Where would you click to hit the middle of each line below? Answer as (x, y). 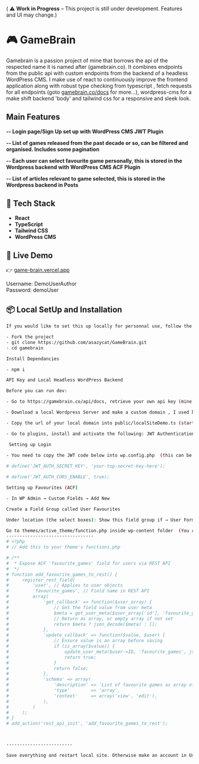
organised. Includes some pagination (53, 149)
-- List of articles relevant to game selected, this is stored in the (86, 178)
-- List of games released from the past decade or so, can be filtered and (97, 143)
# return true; (51, 657)
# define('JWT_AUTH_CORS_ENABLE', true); (58, 477)
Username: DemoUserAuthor (41, 284)
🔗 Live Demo (30, 255)
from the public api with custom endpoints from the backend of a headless (97, 73)
